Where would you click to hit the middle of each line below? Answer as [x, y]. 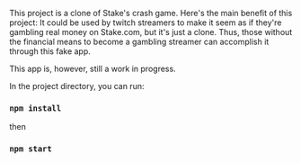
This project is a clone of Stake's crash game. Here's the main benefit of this [151, 13]
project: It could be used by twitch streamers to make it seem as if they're [146, 23]
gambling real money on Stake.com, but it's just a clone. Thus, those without [151, 32]
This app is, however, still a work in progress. [93, 68]
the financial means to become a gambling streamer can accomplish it [139, 41]
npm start [31, 149]
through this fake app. [50, 51]
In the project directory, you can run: [77, 86]
